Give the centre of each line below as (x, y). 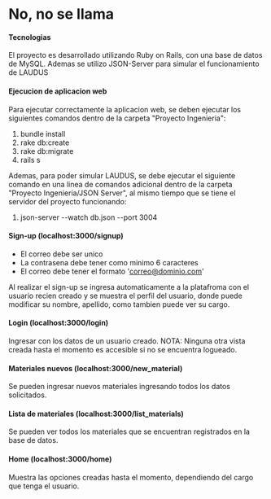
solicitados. (28, 395)
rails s (30, 160)
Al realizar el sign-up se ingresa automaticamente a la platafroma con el (129, 287)
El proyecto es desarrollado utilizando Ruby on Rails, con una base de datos (135, 55)
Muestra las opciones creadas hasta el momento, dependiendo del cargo (131, 477)
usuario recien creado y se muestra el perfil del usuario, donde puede (125, 295)
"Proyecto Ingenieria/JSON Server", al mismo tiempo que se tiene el (122, 193)
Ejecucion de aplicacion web (58, 91)
